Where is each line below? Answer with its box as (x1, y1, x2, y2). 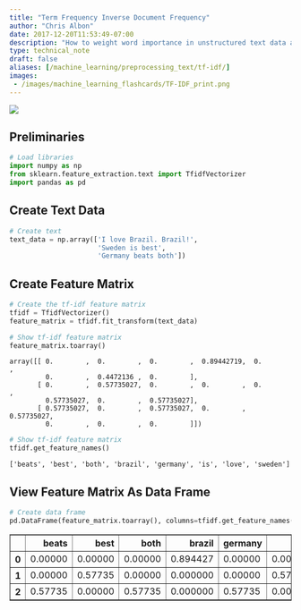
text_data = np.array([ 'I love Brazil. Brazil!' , (9, 234, 199, 244)
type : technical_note (9, 47, 90, 55)
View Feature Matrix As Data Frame (9, 484, 211, 499)
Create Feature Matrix (9, 276, 134, 292)
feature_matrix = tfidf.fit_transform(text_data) (9, 317, 199, 326)
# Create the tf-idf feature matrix (9, 301, 146, 309)
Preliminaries (9, 130, 85, 145)
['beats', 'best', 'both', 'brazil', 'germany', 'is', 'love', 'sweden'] (9, 460, 291, 470)
